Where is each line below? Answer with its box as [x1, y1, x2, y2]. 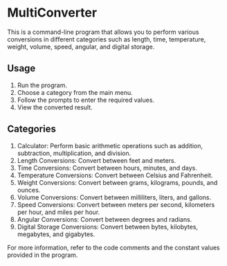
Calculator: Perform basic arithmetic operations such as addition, [17, 141, 203, 150]
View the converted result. [17, 103, 93, 112]
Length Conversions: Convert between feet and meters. [17, 156, 176, 164]
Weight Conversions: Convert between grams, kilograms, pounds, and [17, 178, 218, 186]
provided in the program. [7, 251, 78, 259]
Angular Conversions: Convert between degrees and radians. [17, 215, 192, 223]
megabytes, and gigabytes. [17, 230, 96, 238]
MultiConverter [7, 5, 98, 21]
